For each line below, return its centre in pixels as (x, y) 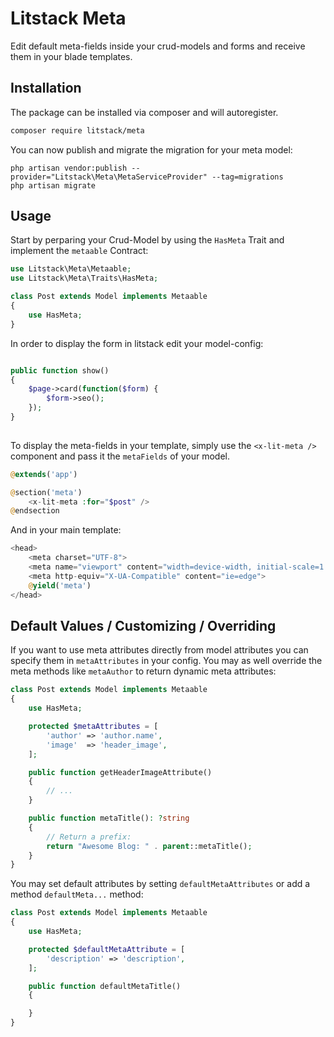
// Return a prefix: (89, 837)
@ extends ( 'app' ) (44, 474)
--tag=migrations (247, 177)
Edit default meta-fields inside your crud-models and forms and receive (158, 46)
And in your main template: (66, 530)
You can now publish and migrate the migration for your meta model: (151, 149)
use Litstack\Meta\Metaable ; (71, 269)
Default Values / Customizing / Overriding (143, 625)
